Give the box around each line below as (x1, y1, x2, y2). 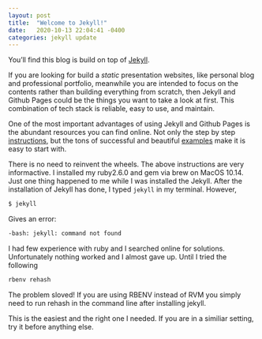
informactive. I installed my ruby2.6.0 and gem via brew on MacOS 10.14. (8, 168, 244, 177)
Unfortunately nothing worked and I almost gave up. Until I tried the (8, 252, 227, 261)
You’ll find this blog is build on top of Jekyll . (8, 55, 150, 65)
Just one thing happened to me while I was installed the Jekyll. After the (8, 177, 243, 186)
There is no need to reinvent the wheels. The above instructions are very (8, 159, 245, 169)
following (8, 261, 38, 270)
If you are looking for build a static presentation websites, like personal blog (8, 70, 255, 80)
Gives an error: (8, 214, 57, 224)
